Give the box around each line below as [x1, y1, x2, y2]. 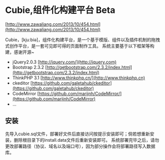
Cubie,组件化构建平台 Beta [5, 4, 115, 16]
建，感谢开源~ [5, 49, 35, 55]
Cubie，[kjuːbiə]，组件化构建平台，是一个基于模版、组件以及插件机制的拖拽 [5, 37, 160, 43]
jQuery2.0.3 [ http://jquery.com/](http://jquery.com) [12, 59, 117, 65]
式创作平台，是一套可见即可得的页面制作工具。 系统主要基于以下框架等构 [5, 43, 155, 49]
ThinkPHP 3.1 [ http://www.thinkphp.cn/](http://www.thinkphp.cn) [12, 75, 145, 81]
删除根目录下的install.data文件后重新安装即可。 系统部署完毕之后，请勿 [13, 137, 160, 143]
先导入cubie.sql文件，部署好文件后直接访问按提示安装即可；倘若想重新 [5, 131, 150, 137]
